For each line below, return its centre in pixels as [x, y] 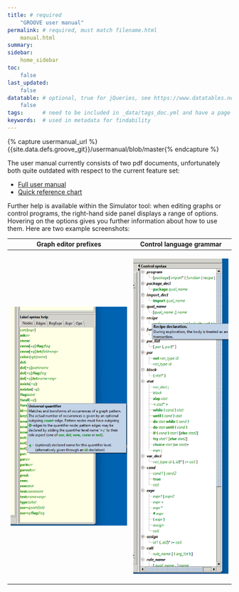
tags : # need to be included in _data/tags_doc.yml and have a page [119, 113]
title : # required [34, 15]
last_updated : [28, 83]
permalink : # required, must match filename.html [83, 30]
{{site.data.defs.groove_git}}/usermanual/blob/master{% [90, 149]
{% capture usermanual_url [47, 141]
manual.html [38, 38]
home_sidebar [39, 61]
